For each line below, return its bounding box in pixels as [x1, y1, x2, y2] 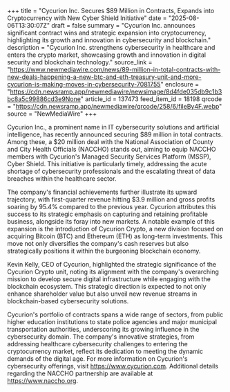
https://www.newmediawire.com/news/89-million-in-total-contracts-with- [10, 66, 221, 73]
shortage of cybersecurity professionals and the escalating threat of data [7, 167, 215, 175]
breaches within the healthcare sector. [7, 175, 117, 183]
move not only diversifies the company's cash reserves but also [7, 240, 189, 247]
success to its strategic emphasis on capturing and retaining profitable [7, 210, 209, 218]
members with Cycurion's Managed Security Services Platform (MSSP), [7, 152, 211, 161]
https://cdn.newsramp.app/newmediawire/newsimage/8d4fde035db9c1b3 [10, 87, 222, 96]
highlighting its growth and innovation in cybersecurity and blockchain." [7, 36, 211, 44]
